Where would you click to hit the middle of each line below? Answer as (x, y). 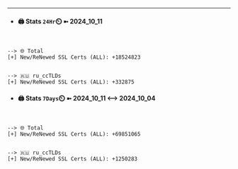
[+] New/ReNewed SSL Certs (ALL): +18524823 (74, 57)
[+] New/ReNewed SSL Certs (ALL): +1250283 (73, 159)
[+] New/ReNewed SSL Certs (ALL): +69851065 (74, 134)
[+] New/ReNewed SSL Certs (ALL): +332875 (71, 82)
